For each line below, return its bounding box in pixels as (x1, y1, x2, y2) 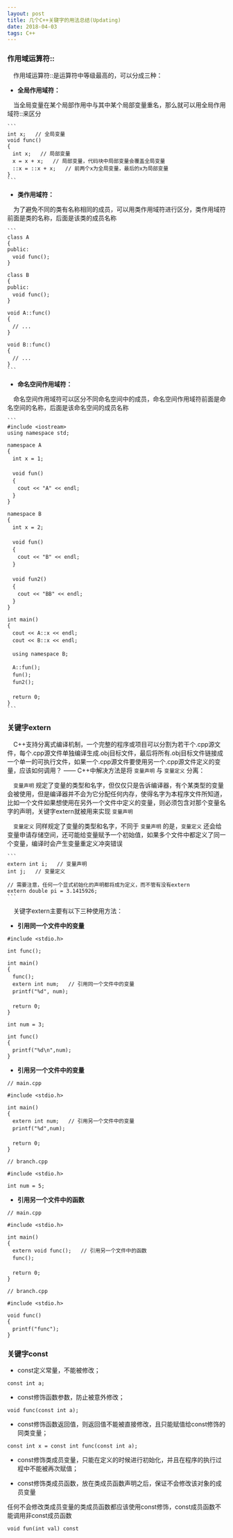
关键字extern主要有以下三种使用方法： (12, 906, 123, 915)
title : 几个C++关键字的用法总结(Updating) (7, 17, 121, 24)
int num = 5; (7, 1182, 45, 1189)
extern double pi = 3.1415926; (7, 887, 98, 894)
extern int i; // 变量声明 (7, 860, 87, 867)
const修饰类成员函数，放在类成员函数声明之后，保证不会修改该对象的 (17, 1480, 216, 1488)
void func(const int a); (7, 1407, 79, 1414)
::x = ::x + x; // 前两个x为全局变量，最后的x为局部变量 (12, 165, 169, 172)
